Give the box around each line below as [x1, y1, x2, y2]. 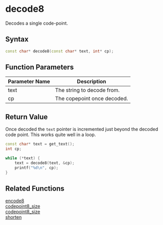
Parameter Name [8, 78, 50, 85]
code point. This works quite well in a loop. [5, 132, 96, 138]
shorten [5, 214, 22, 220]
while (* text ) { [5, 156, 40, 161]
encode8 [5, 198, 25, 204]
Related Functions [5, 184, 65, 193]
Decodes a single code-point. [5, 20, 68, 26]
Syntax [5, 35, 29, 44]
